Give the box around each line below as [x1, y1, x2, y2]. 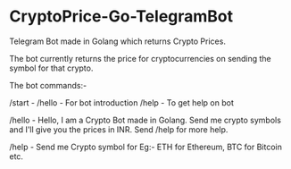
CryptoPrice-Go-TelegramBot [9, 6, 234, 27]
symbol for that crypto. [9, 63, 94, 73]
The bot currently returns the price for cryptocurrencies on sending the [9, 53, 272, 63]
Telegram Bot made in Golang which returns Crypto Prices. [9, 36, 226, 46]
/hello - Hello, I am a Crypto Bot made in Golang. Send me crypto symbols [9, 114, 281, 125]
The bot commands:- [9, 80, 87, 90]
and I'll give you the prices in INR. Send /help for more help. [9, 123, 229, 135]
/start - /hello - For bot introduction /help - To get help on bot [9, 97, 234, 108]
